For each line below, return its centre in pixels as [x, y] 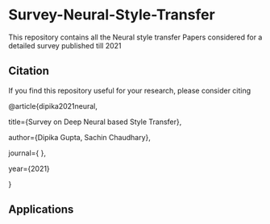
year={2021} [29, 168]
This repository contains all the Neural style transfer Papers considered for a [135, 37]
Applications [41, 210]
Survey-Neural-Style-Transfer [112, 15]
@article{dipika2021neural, [53, 106]
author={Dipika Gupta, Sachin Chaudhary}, [80, 137]
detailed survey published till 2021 [65, 45]
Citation [29, 71]
